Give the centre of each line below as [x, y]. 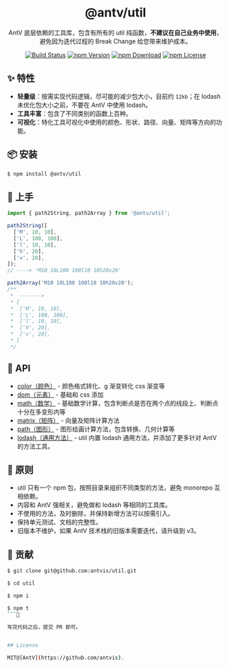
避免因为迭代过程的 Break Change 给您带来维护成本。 [116, 41]
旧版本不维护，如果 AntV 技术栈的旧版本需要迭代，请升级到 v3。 [109, 531]
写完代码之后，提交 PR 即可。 [44, 627]
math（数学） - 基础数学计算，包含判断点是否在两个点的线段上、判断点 [118, 403]
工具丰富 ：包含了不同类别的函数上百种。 [74, 113]
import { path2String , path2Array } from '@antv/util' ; [89, 213]
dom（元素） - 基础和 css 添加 [60, 395]
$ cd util [21, 583]
